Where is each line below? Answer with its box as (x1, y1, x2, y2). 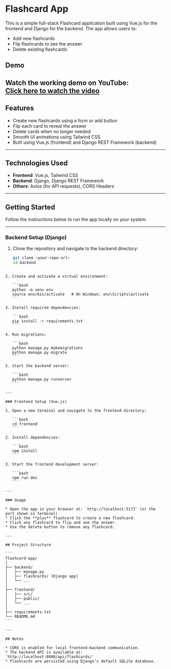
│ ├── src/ (5, 592, 33, 597)
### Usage (5, 498, 26, 503)
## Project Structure (5, 543, 51, 548)
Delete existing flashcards (12, 46, 68, 52)
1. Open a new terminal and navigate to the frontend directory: (5, 408, 147, 413)
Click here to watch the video (5, 86, 100, 95)
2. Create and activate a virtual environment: (5, 274, 108, 279)
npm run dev (12, 475, 38, 481)
